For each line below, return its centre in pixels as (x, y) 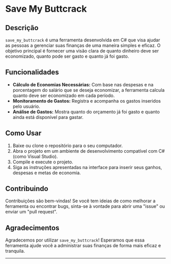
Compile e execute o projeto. (43, 162)
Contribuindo (27, 189)
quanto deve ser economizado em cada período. (64, 95)
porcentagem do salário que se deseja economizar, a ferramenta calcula (89, 90)
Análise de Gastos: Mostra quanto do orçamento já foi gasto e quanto (86, 112)
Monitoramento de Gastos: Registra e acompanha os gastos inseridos (87, 101)
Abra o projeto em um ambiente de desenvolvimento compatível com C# (89, 151)
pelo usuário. (26, 106)
